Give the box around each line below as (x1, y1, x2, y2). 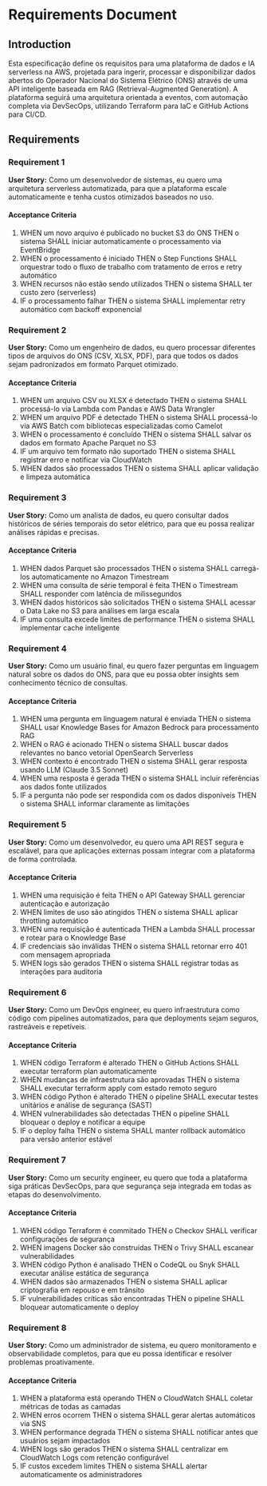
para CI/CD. (8, 110, 47, 119)
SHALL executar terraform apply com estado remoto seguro (19, 1084, 218, 1093)
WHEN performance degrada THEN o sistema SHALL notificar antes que (19, 1428, 258, 1437)
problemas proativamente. (8, 1357, 95, 1367)
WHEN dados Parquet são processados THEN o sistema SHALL (19, 563, 230, 573)
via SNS (19, 1419, 46, 1428)
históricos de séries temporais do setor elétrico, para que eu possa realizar (8, 518, 255, 529)
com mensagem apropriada (19, 949, 111, 959)
